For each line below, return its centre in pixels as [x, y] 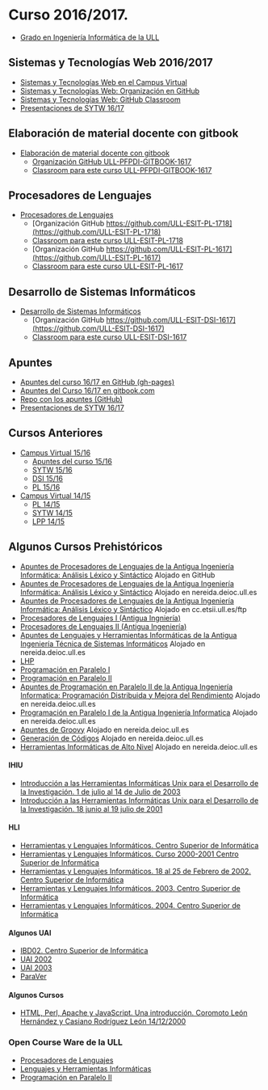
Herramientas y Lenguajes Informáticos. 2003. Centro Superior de [130, 889]
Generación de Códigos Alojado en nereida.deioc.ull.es [112, 738]
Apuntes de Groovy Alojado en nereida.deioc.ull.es [105, 729]
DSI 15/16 [47, 478]
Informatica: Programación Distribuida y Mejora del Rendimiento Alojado [140, 695]
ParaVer [33, 977]
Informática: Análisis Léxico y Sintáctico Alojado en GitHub [117, 575]
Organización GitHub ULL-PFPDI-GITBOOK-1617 [112, 161]
